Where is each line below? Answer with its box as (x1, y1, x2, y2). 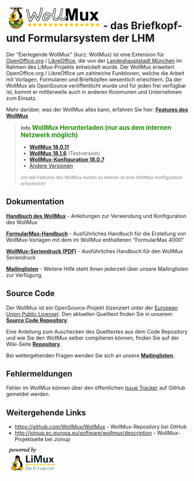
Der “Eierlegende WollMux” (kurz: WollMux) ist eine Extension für (6, 51, 165, 58)
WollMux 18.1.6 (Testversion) (29, 149, 101, 157)
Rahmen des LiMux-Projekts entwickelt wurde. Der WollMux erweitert (6, 63, 175, 70)
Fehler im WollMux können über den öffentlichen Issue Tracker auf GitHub (6, 384, 186, 392)
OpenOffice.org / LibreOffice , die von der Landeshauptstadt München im (6, 57, 182, 64)
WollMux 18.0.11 (29, 143, 69, 150)
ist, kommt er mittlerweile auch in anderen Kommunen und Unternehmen (6, 88, 182, 95)
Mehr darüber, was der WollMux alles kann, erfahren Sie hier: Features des (6, 106, 188, 113)
